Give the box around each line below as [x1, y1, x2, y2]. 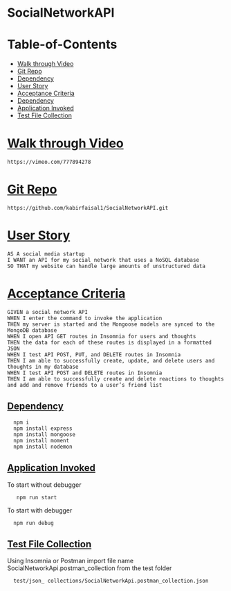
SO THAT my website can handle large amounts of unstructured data [7, 263, 206, 269]
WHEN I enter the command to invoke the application [7, 315, 163, 322]
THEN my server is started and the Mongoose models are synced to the [7, 321, 215, 328]
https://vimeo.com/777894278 [7, 158, 91, 166]
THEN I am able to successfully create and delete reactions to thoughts [7, 375, 225, 383]
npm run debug [13, 519, 54, 526]
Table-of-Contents [7, 37, 118, 53]
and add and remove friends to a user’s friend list [7, 381, 163, 388]
